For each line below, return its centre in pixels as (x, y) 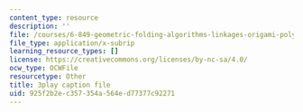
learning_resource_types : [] (64, 51)
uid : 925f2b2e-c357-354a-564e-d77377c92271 (92, 93)
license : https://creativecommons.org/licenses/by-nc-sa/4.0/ (129, 60)
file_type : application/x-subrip (72, 43)
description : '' (40, 26)
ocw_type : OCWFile (44, 69)
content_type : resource (54, 18)
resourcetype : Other (48, 77)
